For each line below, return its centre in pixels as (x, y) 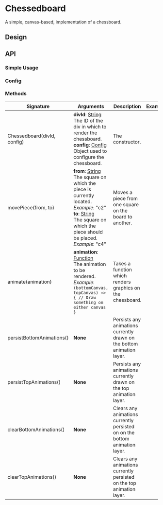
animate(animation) (30, 282)
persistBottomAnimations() (38, 338)
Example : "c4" (90, 244)
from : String (87, 171)
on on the (124, 433)
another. (123, 223)
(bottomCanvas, (91, 288)
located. (83, 201)
